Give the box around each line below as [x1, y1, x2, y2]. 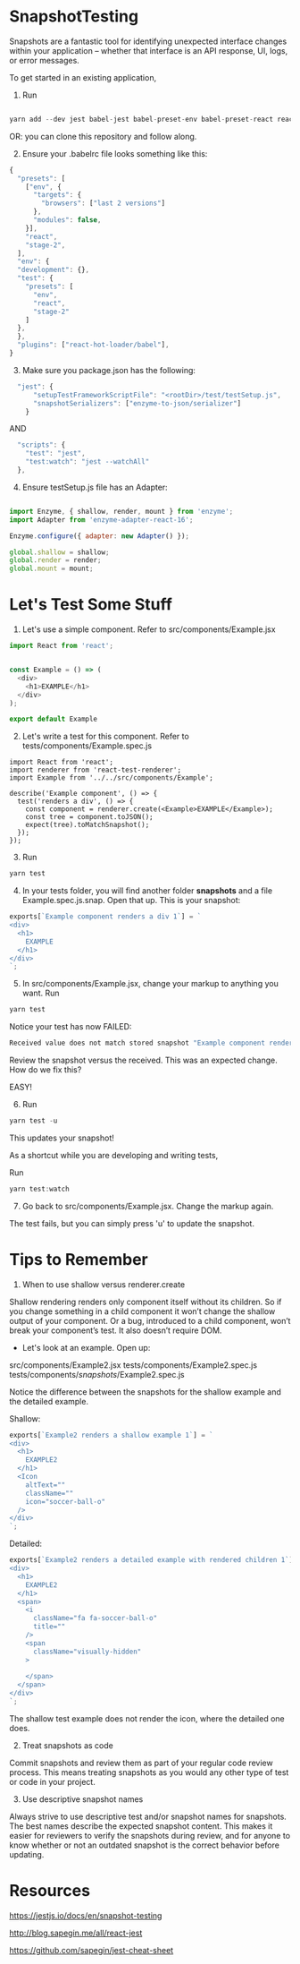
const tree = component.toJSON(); [25, 813, 154, 822]
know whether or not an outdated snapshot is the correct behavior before [9, 1840, 279, 1850]
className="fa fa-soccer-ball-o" [32, 1614, 158, 1623]
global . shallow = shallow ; [9, 548, 110, 557]
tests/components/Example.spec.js [21, 740, 153, 751]
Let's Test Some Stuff [9, 594, 172, 615]
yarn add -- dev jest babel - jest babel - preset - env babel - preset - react [9, 115, 274, 124]
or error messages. [9, 55, 80, 65]
